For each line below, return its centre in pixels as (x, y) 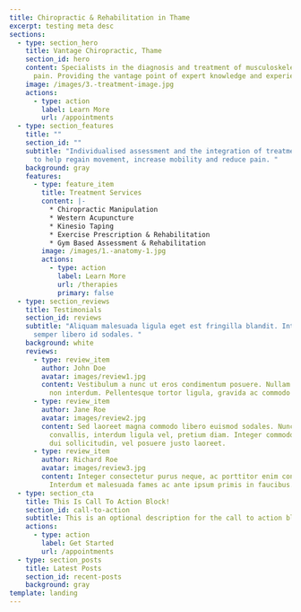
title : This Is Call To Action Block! (98, 502)
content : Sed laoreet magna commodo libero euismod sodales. (158, 426)
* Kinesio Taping (82, 226)
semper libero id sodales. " (87, 335)
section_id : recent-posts (74, 577)
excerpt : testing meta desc (62, 26)
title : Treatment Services (92, 193)
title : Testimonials (64, 310)
